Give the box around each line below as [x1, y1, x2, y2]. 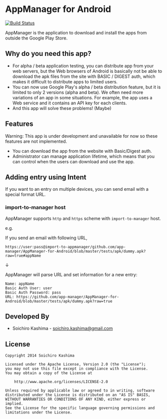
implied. [5, 401, 23, 407]
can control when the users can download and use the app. [12, 158, 135, 164]
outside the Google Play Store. [5, 35, 68, 41]
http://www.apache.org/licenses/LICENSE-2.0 [14, 380, 108, 385]
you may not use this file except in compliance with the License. [5, 366, 149, 372]
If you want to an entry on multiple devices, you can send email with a [5, 186, 149, 192]
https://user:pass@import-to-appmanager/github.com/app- [5, 244, 126, 249]
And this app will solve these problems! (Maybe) [12, 105, 112, 111]
